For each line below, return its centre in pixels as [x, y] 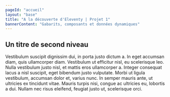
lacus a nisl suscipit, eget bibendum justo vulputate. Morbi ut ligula [75, 73]
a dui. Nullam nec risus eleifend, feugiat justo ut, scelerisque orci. [74, 89]
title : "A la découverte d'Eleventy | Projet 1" [58, 19]
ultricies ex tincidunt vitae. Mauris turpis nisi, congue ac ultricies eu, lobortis [85, 83]
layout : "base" [21, 15]
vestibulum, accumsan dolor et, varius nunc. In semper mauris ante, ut [79, 78]
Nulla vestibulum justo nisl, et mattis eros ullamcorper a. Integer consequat [84, 67]
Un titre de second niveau [47, 44]
